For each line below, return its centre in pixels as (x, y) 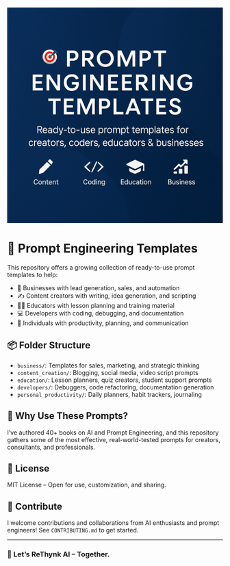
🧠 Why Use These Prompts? (68, 416)
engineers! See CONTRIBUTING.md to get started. (73, 530)
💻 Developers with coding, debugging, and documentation (100, 313)
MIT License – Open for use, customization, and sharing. (87, 485)
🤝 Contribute (35, 506)
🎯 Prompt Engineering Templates (103, 249)
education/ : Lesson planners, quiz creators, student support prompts (114, 380)
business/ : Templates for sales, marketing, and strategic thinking (108, 365)
